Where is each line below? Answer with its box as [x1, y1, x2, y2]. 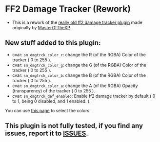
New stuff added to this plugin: [5, 39, 101, 47]
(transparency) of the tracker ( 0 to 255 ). [12, 88, 95, 93]
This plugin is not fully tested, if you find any [5, 122, 143, 130]
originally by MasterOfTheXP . [12, 24, 72, 30]
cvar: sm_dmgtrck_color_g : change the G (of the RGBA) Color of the [12, 62, 146, 68]
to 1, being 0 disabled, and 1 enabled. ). [12, 98, 91, 104]
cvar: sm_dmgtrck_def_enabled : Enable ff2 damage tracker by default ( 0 [12, 93, 156, 99]
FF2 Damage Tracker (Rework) [5, 3, 131, 15]
